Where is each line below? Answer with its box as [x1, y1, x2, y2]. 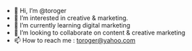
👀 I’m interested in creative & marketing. [13, 14, 129, 22]
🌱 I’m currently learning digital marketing [13, 21, 131, 29]
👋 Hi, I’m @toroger [13, 7, 67, 14]
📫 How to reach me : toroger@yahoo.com [13, 37, 136, 44]
